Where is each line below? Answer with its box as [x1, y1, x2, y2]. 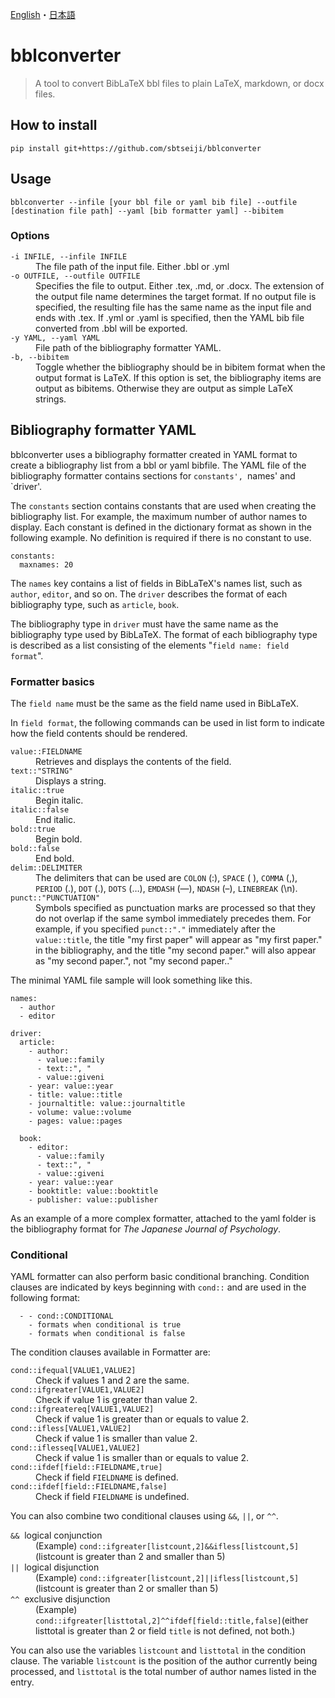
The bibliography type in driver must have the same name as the [10, 618, 279, 630]
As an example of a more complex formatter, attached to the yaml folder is [10, 1212, 317, 1224]
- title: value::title [28, 1089, 123, 1100]
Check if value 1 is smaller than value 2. [35, 1433, 198, 1445]
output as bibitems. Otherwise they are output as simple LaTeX [35, 382, 293, 394]
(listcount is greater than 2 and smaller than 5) [35, 1551, 226, 1563]
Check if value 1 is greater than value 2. [35, 1394, 198, 1406]
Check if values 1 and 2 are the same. [35, 1374, 190, 1387]
